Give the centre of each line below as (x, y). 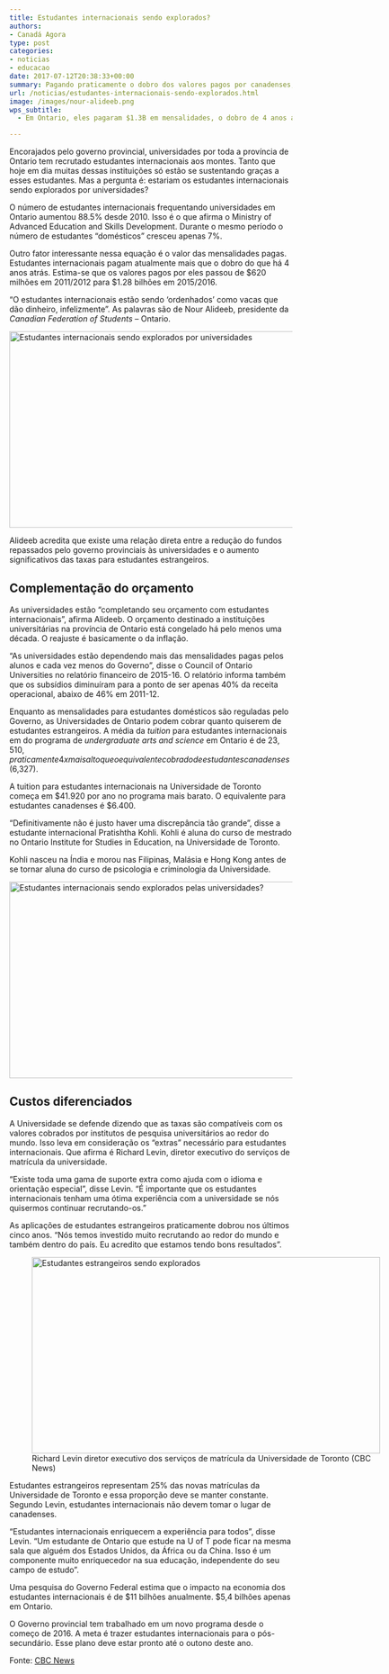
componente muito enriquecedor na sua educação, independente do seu (145, 1560)
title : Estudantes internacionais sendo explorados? (110, 18)
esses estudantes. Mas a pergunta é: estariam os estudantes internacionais (149, 180)
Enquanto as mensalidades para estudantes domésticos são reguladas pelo (149, 711)
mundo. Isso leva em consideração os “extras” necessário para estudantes (148, 1142)
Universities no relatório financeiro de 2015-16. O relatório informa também (147, 674)
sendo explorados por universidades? (79, 190)
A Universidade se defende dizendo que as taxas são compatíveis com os (146, 1123)
